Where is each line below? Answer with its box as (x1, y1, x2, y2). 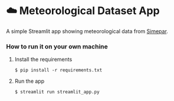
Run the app (14, 77, 45, 85)
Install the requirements (14, 56, 73, 63)
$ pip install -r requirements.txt (14, 67, 103, 73)
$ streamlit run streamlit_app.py (14, 89, 100, 95)
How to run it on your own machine (6, 42, 108, 50)
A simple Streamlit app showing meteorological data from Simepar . (6, 27, 168, 35)
